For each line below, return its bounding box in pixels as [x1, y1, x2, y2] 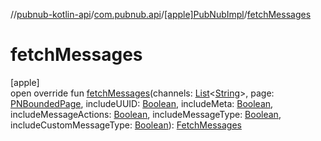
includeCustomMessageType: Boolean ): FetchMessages [10, 119, 242, 131]
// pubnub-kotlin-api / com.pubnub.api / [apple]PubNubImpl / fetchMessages [10, 9, 312, 20]
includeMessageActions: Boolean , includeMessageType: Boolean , [10, 108, 282, 120]
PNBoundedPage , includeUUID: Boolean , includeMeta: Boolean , [10, 97, 274, 109]
